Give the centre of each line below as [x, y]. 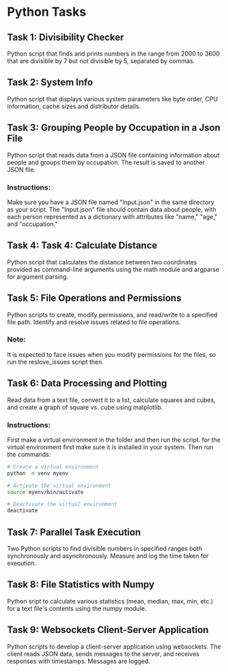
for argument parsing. [38, 276]
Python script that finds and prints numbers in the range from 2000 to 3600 [114, 53]
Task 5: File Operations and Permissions [95, 298]
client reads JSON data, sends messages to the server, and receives [103, 654]
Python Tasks [47, 12]
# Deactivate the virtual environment [62, 504]
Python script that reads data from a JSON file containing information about [113, 155]
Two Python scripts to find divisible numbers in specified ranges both [105, 549]
